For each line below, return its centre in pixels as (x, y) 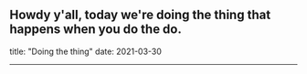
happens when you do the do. (96, 30)
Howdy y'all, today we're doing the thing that (140, 15)
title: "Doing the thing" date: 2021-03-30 (86, 51)
